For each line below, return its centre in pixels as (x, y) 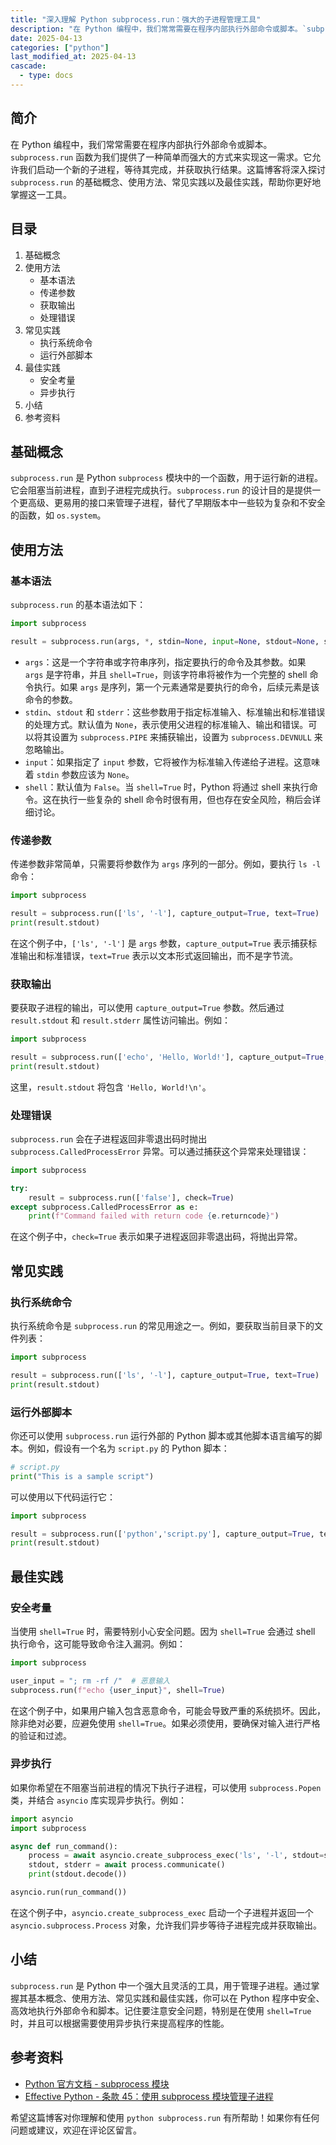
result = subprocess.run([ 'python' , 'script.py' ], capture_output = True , (162, 1534)
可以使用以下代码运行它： (63, 1497)
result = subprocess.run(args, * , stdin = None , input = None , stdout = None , (165, 641)
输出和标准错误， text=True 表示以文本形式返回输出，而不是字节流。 (158, 955)
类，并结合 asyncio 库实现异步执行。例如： (98, 1800)
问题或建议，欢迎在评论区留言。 (76, 2130)
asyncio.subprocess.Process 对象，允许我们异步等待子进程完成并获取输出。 (166, 1925)
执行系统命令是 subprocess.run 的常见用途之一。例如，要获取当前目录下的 (162, 1325)
